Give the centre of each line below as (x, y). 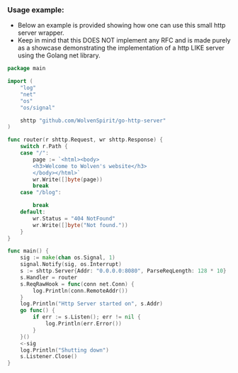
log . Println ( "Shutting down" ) (65, 350)
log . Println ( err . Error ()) (83, 324)
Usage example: (36, 10)
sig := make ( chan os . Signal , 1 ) (68, 258)
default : (33, 212)
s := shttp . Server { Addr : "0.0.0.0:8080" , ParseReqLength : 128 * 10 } (123, 271)
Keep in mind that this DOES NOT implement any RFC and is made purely (124, 40)
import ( (20, 82)
